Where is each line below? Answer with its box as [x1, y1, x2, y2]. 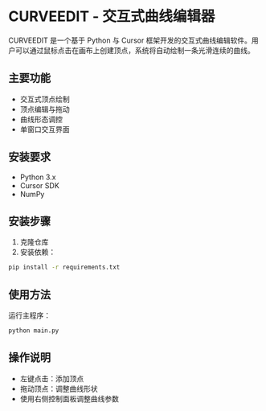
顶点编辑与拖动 [19, 104, 70, 113]
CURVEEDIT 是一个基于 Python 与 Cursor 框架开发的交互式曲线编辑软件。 [8, 35, 252, 45]
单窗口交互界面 [19, 124, 70, 134]
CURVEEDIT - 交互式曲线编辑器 [8, 7, 215, 26]
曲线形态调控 [19, 114, 63, 124]
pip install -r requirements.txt [8, 263, 121, 272]
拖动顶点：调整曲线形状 [19, 384, 98, 393]
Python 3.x [19, 172, 56, 182]
